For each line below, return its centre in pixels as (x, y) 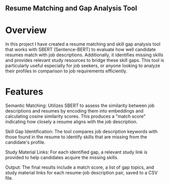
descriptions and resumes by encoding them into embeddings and (74, 111)
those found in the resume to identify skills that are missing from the (76, 137)
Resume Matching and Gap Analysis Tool (71, 8)
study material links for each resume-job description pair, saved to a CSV (81, 173)
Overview (26, 30)
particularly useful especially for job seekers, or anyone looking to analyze (83, 66)
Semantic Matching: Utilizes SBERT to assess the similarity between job (80, 105)
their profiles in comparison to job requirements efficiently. (66, 71)
